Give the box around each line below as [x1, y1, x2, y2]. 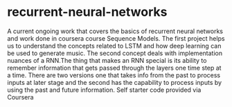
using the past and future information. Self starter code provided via [7, 86, 202, 94]
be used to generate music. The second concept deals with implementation [7, 49, 223, 57]
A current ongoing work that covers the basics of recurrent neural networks [7, 27, 224, 35]
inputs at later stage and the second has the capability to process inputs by [7, 78, 222, 86]
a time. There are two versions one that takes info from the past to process [7, 70, 221, 79]
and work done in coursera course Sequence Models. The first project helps [7, 34, 225, 42]
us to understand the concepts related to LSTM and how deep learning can [7, 41, 222, 50]
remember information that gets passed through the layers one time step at [7, 64, 222, 72]
